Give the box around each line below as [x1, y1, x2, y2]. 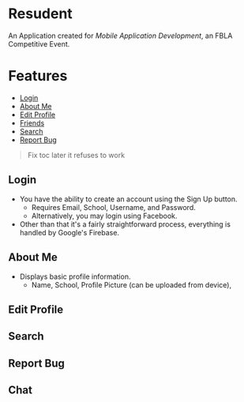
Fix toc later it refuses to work [27, 150, 125, 160]
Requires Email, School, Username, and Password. [31, 202, 196, 212]
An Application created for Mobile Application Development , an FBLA [8, 31, 233, 40]
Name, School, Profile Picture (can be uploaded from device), [31, 280, 231, 289]
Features [8, 67, 68, 85]
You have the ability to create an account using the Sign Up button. [19, 194, 238, 204]
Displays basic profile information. [19, 272, 131, 281]
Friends [19, 118, 45, 127]
